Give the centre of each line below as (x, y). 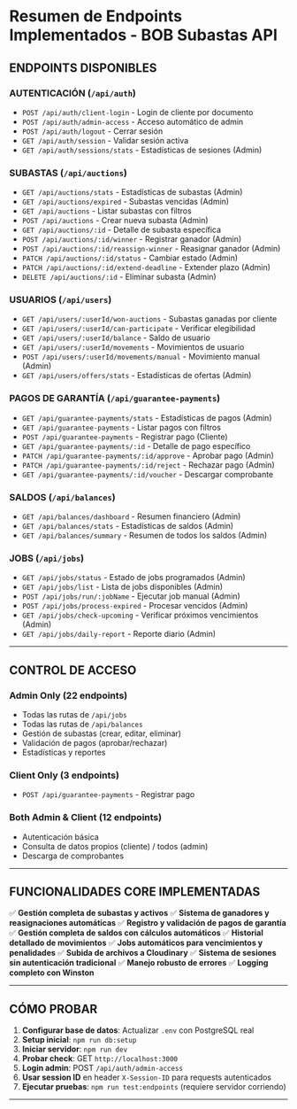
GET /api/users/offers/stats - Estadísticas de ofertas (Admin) (137, 376)
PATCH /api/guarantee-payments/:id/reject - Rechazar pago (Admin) (148, 465)
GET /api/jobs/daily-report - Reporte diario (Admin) (119, 634)
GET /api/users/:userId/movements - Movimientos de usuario (133, 347)
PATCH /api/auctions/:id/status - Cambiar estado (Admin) (130, 258)
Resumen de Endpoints (96, 16)
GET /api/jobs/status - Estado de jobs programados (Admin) (133, 578)
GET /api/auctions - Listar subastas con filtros (107, 211)
